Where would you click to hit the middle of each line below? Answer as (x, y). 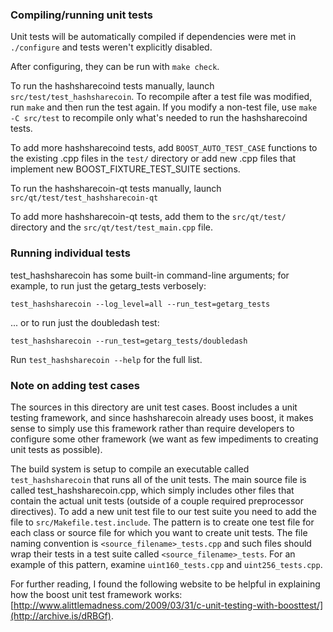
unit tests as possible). (56, 449)
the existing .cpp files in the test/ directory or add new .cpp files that (153, 159)
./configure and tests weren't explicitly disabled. (111, 47)
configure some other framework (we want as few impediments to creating (164, 439)
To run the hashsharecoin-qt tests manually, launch (116, 189)
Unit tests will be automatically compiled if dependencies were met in (153, 37)
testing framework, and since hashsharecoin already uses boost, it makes (162, 417)
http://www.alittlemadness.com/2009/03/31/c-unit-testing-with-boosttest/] (168, 605)
